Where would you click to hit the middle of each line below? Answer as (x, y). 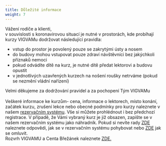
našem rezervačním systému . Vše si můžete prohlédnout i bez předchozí (80, 112)
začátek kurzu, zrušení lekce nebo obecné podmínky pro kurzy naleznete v (83, 106)
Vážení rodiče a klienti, (28, 28)
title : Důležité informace (33, 10)
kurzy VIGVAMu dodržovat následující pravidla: (53, 39)
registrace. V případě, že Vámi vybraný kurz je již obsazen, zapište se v (79, 117)
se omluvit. (16, 133)
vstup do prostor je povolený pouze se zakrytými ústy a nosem (77, 49)
